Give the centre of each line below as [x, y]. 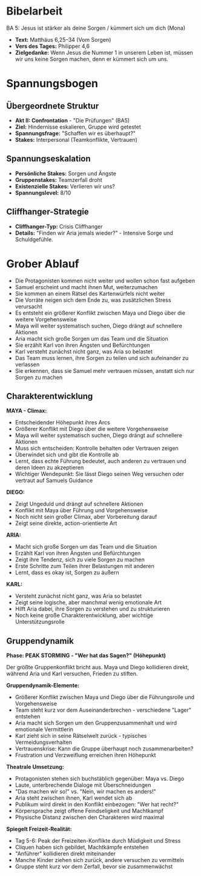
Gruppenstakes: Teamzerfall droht [59, 179]
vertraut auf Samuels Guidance [54, 481]
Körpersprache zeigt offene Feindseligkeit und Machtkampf [89, 811]
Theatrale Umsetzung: [35, 767]
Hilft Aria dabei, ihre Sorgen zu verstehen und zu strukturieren [93, 609]
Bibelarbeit [35, 11]
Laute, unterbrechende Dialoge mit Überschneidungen [83, 785]
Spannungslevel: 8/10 [43, 193]
